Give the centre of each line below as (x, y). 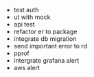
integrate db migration (45, 39)
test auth (26, 10)
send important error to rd (50, 46)
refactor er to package (45, 31)
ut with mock (32, 17)
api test (24, 24)
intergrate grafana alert (46, 60)
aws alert (26, 68)
